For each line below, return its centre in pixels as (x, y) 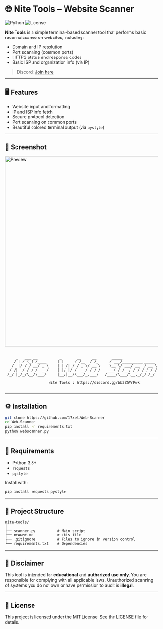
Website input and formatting (41, 106)
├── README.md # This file (43, 535)
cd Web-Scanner (20, 422)
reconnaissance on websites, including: (44, 37)
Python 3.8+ (24, 463)
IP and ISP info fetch (33, 112)
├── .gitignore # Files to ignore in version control (70, 539)
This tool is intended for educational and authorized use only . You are (76, 575)
